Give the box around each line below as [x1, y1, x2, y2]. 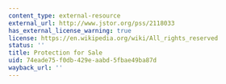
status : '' [8, 42, 45, 50]
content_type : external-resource [8, 11, 121, 20]
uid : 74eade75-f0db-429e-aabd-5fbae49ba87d [8, 57, 157, 65]
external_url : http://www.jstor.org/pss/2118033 [8, 19, 175, 27]
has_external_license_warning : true [8, 26, 132, 34]
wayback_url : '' [8, 64, 63, 72]
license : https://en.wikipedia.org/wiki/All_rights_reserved [8, 34, 219, 42]
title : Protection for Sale [8, 49, 103, 57]
